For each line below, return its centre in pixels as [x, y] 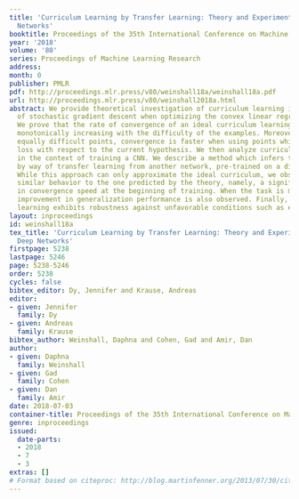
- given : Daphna [39, 357]
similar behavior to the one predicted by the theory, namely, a [141, 183]
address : [25, 68]
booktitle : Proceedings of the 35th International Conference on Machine [149, 34]
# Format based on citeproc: [63, 480]
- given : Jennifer [43, 307]
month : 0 [25, 76]
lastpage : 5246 [37, 258]
